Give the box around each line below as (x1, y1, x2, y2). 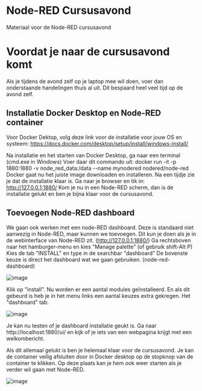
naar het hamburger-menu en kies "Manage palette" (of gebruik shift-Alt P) (6, 243, 193, 250)
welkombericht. (6, 335, 45, 342)
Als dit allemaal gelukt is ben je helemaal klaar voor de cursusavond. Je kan (6, 346, 194, 354)
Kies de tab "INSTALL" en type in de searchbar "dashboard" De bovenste (6, 249, 188, 257)
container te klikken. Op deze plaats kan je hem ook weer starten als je (6, 359, 182, 366)
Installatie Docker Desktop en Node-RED (6, 108, 162, 118)
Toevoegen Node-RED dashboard (6, 208, 135, 218)
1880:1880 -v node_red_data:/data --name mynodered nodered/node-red (6, 164, 189, 172)
